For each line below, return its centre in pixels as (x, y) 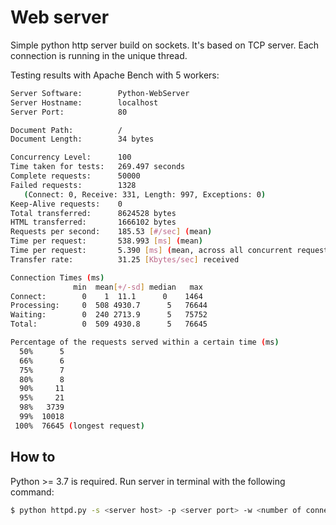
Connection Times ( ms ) (57, 277)
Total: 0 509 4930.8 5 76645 (109, 324)
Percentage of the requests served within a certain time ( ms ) (145, 342)
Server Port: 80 (69, 112)
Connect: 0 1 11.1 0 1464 (106, 296)
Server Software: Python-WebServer (100, 93)
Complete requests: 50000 (75, 176)
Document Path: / (66, 130)
